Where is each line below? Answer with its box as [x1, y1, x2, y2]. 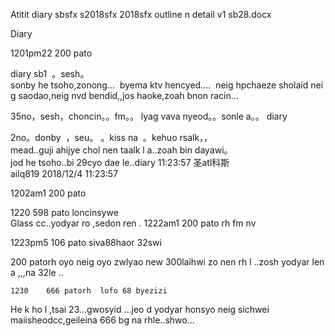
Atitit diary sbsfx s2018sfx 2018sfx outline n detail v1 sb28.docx [10, 9, 272, 20]
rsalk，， [179, 132, 213, 143]
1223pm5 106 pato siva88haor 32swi [10, 237, 162, 248]
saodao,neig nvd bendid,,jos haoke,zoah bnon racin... [18, 90, 239, 101]
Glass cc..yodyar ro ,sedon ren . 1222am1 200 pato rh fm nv [10, 217, 257, 229]
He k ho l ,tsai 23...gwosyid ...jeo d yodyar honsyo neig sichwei [10, 304, 270, 315]
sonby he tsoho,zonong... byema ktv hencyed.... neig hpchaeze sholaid [10, 79, 309, 91]
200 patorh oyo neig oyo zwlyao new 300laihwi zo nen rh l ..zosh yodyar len [10, 256, 325, 268]
